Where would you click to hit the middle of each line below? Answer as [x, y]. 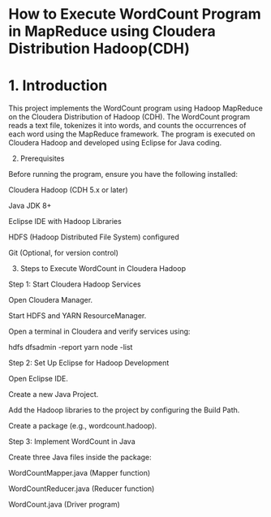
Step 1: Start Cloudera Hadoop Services [75, 284]
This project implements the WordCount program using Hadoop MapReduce [136, 108]
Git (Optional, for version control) [64, 253]
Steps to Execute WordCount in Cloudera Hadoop [103, 269]
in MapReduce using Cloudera [112, 31]
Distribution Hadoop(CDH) [99, 49]
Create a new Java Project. [54, 394]
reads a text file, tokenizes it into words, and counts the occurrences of [127, 126]
